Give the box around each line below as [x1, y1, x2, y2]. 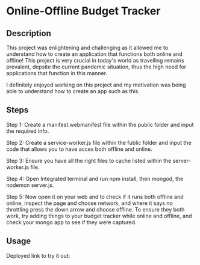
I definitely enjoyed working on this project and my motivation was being [6, 81, 186, 88]
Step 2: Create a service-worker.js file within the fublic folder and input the [6, 139, 192, 146]
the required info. [6, 127, 49, 135]
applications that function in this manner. [6, 70, 107, 76]
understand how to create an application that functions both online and [6, 50, 183, 58]
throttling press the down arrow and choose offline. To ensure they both [6, 206, 185, 213]
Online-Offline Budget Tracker [6, 4, 161, 18]
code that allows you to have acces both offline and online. [6, 145, 152, 153]
